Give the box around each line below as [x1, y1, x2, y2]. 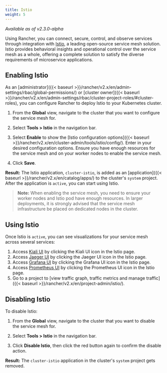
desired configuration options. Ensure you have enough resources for [12, 145, 156, 151]
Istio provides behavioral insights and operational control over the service [5, 46, 156, 52]
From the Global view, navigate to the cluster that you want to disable [12, 318, 155, 324]
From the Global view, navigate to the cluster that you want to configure [12, 110, 160, 116]
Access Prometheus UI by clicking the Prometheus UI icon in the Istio [12, 265, 155, 271]
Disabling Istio [5, 295, 51, 304]
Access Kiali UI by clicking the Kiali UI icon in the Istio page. [12, 249, 136, 255]
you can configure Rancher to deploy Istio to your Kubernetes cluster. [19, 100, 162, 106]
